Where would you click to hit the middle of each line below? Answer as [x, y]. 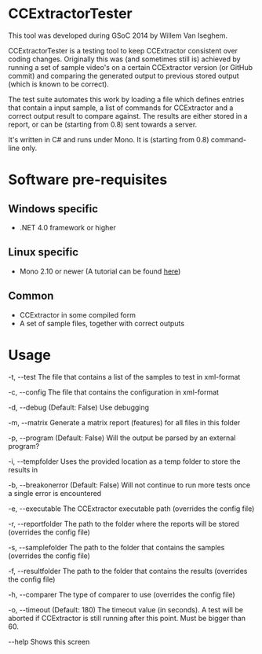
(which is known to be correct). [59, 84]
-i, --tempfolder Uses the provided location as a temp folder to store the [124, 461]
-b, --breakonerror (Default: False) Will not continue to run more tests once [129, 485]
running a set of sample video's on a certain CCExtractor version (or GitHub [131, 67]
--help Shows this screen [49, 641]
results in [23, 469]
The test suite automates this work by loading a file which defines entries [126, 99]
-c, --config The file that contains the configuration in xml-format [114, 392]
